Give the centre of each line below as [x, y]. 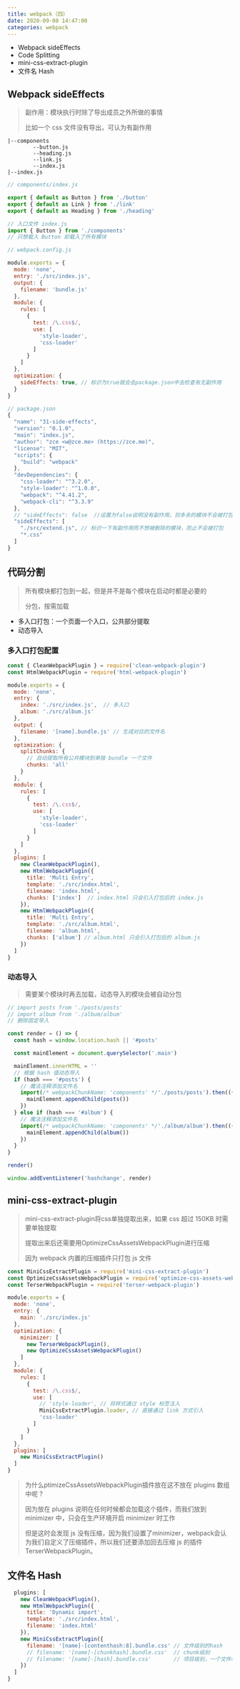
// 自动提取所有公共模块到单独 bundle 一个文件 [89, 758]
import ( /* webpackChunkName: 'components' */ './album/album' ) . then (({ [127, 1126]
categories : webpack [38, 27]
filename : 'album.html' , [63, 931]
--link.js [47, 160]
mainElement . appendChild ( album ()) [78, 1132]
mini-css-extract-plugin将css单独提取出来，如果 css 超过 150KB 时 [124, 1218]
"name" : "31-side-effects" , [56, 422]
